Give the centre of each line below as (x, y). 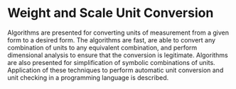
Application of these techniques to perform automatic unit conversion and (116, 70)
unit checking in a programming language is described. (88, 77)
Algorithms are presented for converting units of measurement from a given (118, 32)
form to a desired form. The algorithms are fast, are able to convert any (111, 40)
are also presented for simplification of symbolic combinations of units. (111, 62)
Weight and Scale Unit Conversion (111, 13)
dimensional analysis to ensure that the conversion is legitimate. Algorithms (118, 55)
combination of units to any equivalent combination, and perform (102, 47)
